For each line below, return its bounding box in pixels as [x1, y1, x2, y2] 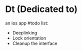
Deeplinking [12, 29, 37, 35]
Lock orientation [12, 35, 46, 41]
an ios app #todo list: [5, 20, 48, 26]
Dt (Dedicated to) [5, 3, 78, 15]
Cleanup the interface [12, 40, 57, 46]
